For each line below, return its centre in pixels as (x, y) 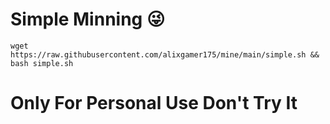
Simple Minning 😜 (88, 19)
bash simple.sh (42, 63)
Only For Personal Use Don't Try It (154, 103)
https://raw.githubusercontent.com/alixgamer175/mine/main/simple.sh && (165, 54)
